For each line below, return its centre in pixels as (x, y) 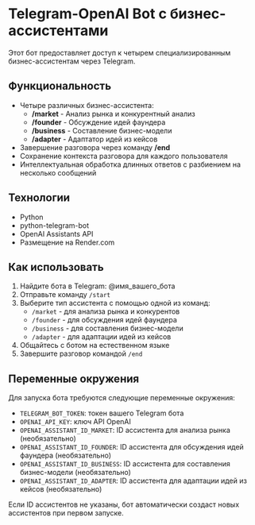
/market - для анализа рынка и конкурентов (106, 311)
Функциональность (60, 86)
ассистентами (58, 31)
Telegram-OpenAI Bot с (87, 14)
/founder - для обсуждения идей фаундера (104, 320)
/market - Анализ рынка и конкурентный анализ (114, 114)
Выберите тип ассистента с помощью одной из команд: (115, 303)
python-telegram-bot (54, 225)
